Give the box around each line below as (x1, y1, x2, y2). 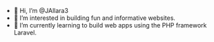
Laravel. (13, 28, 37, 36)
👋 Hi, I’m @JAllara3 (13, 7, 69, 14)
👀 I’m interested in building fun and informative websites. (13, 14, 176, 22)
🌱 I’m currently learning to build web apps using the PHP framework (13, 21, 207, 29)
